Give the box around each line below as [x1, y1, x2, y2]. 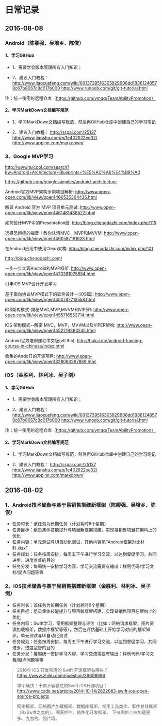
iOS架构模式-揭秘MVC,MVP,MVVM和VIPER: [5, 307, 92, 312]
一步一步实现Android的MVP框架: [5, 265, 70, 271]
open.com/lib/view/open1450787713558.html [5, 297, 96, 303]
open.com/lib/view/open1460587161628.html [5, 236, 95, 242]
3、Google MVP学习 [5, 153, 53, 159]
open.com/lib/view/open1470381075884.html [5, 271, 96, 277]
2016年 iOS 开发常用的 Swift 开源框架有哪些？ [16, 667, 108, 673]
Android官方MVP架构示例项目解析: [5, 189, 74, 195]
